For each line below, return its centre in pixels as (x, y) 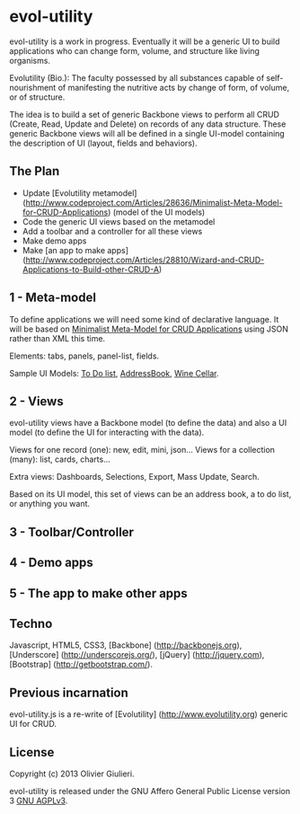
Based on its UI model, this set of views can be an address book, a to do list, (150, 494)
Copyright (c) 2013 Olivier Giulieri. (72, 774)
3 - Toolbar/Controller (72, 532)
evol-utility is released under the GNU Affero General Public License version (150, 791)
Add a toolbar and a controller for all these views (112, 231)
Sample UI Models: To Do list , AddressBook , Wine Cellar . (114, 373)
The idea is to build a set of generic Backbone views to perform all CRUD (145, 114)
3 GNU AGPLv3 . (39, 801)
